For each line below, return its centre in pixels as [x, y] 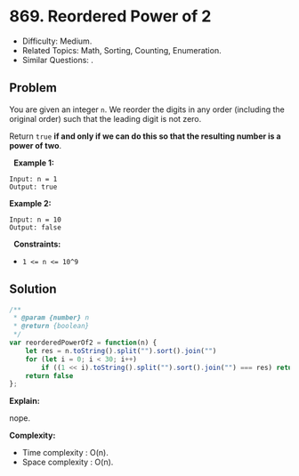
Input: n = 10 [36, 220]
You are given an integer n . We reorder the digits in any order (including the [147, 109]
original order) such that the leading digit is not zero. [105, 118]
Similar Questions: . [57, 60]
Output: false [36, 227]
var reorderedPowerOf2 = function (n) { [83, 343]
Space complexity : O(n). [68, 462]
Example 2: [30, 203]
